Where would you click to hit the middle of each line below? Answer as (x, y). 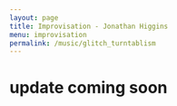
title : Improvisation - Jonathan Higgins (89, 26)
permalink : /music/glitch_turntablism (83, 43)
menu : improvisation (49, 34)
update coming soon (88, 88)
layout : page (34, 18)
